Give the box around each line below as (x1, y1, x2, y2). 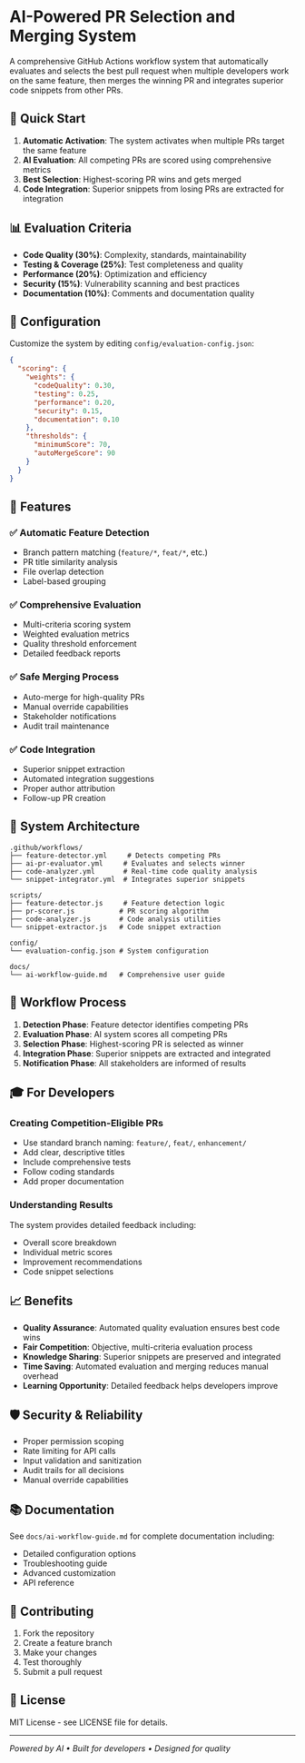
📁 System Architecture (9, 819, 141, 835)
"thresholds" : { (25, 431, 88, 441)
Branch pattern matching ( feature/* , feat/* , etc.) (22, 547, 209, 558)
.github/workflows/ (9, 843, 84, 852)
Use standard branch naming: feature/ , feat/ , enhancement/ (22, 1137, 247, 1148)
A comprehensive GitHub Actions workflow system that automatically (9, 55, 269, 66)
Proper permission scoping (22, 1436, 124, 1447)
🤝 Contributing (9, 1603, 94, 1619)
